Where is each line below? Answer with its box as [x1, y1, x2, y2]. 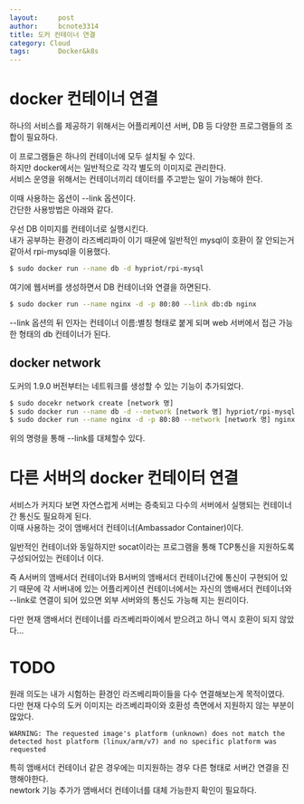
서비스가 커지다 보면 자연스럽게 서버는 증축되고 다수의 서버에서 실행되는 [9, 500, 261, 511]
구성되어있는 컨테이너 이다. [9, 553, 104, 564]
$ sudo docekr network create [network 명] [9, 398, 175, 407]
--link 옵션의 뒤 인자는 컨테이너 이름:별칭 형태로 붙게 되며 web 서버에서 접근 [9, 317, 277, 328]
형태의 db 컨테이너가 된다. [18, 328, 111, 340]
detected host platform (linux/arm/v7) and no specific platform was [9, 737, 278, 747]
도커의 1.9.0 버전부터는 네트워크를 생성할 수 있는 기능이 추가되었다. [9, 380, 244, 391]
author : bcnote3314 [9, 22, 100, 31]
